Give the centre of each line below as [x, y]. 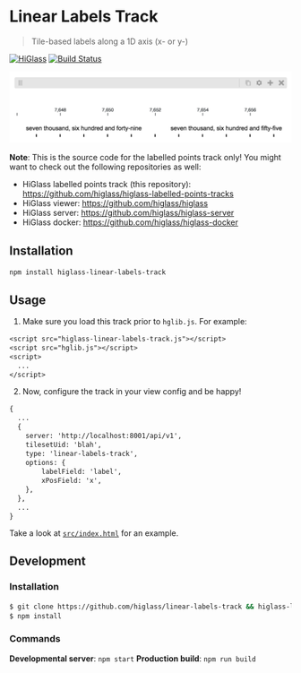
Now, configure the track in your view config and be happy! [132, 392]
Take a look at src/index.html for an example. [94, 533]
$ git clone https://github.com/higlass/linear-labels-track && [132, 607]
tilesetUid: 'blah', [64, 445]
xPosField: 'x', [72, 481]
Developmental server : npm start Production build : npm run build [133, 658]
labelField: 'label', [82, 472]
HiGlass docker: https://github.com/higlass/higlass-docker [130, 222]
